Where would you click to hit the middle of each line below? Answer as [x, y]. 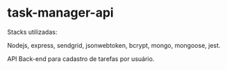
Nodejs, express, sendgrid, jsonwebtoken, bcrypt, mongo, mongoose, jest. [114, 45]
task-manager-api [60, 13]
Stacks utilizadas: [32, 32]
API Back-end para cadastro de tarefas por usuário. [81, 59]
